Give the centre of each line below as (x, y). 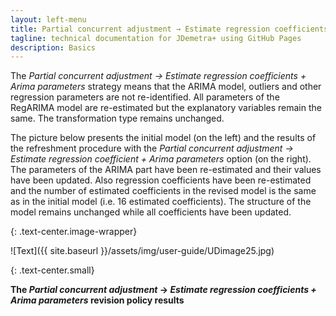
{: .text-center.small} (52, 270)
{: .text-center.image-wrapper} (74, 232)
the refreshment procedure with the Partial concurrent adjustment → (152, 148)
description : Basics (53, 47)
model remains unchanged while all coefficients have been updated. (151, 212)
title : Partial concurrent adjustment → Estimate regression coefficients (169, 29)
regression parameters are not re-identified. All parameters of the (145, 97)
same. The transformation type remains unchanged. (117, 118)
